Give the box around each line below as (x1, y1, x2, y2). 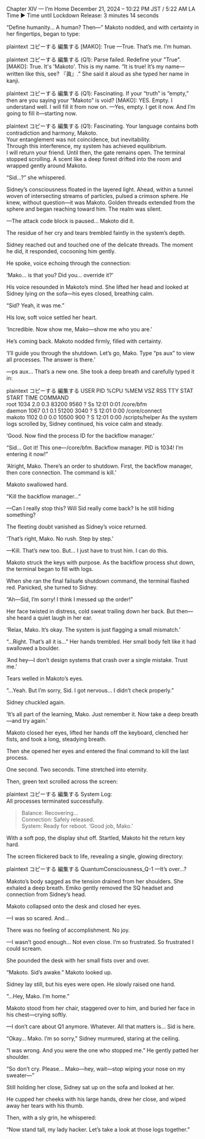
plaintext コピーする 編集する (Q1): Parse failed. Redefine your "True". (6, 56, 182, 63)
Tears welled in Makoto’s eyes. (6, 675, 84, 682)
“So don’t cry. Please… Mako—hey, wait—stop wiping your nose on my (6, 1065, 185, 1072)
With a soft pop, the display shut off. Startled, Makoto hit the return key (6, 834, 185, 841)
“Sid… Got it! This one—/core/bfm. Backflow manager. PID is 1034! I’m (6, 444, 184, 451)
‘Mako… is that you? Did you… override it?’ (6, 272, 114, 278)
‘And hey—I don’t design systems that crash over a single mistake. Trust (6, 656, 188, 663)
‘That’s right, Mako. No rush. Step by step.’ (6, 535, 114, 542)
